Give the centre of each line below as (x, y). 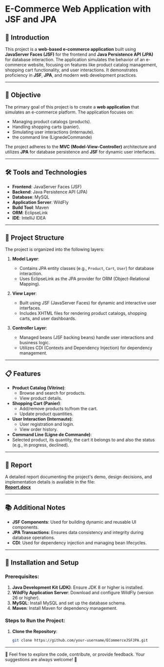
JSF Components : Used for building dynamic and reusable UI (74, 522)
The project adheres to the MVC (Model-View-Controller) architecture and (81, 146)
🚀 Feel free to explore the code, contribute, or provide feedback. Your (75, 654)
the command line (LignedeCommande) (52, 137)
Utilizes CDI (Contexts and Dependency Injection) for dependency (86, 348)
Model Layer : (26, 259)
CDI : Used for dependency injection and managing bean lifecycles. (79, 543)
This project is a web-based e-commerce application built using (71, 49)
